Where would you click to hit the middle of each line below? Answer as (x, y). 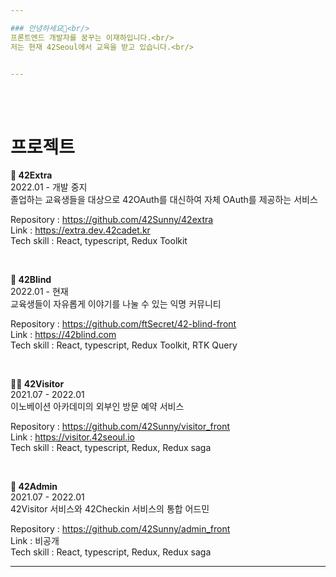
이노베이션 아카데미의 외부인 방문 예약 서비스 (97, 407)
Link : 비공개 (35, 541)
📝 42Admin (34, 487)
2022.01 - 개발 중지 (49, 187)
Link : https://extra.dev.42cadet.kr (80, 230)
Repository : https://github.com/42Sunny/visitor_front (120, 427)
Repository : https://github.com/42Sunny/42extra (112, 220)
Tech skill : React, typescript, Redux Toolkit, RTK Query (124, 345)
